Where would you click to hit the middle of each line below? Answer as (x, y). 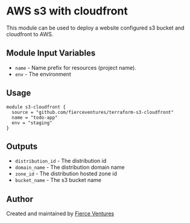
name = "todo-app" (35, 118)
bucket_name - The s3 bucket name (58, 180)
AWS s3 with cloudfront (67, 11)
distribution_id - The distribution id (61, 161)
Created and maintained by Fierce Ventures (60, 214)
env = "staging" (32, 123)
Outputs (22, 146)
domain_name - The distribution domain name (70, 168)
